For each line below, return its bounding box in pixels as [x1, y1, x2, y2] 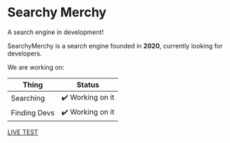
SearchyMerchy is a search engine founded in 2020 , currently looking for [7, 41, 223, 50]
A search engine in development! [7, 28, 104, 36]
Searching [11, 93, 45, 103]
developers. [7, 49, 43, 58]
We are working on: [7, 63, 65, 71]
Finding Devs [11, 108, 55, 118]
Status [77, 80, 99, 90]
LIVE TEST [7, 127, 39, 136]
